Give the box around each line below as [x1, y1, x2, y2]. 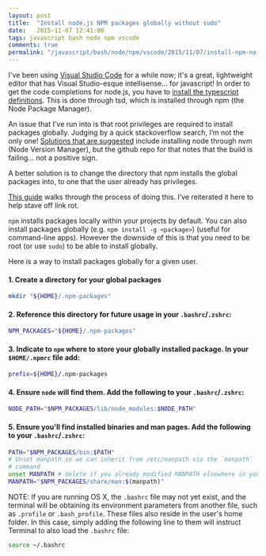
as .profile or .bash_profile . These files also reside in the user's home [8, 508, 243, 518]
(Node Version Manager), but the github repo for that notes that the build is [8, 144, 253, 154]
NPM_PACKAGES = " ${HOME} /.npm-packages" [8, 327, 136, 336]
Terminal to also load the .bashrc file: [8, 525, 129, 535]
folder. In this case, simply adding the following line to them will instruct [8, 517, 241, 527]
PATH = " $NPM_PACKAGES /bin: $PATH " [8, 448, 115, 456]
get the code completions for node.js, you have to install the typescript [8, 87, 239, 96]
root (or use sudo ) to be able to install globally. [8, 241, 158, 251]
